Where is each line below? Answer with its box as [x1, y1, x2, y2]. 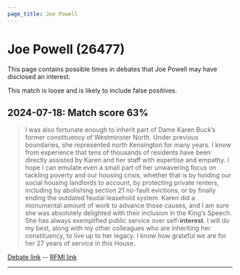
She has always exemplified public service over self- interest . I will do [24, 217, 230, 225]
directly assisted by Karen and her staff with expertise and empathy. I [24, 156, 230, 165]
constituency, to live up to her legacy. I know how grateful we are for [24, 232, 227, 240]
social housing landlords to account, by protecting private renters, [24, 179, 219, 187]
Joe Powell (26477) [7, 41, 125, 57]
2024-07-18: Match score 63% [7, 106, 149, 118]
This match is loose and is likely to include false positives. [7, 86, 177, 95]
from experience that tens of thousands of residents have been [24, 148, 211, 157]
